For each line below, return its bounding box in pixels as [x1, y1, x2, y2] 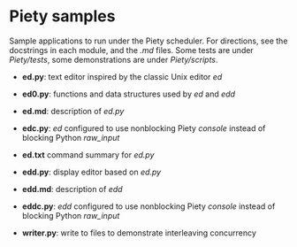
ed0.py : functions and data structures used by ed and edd [21, 89, 236, 99]
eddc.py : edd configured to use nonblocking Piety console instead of [21, 201, 276, 212]
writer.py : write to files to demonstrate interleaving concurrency [21, 228, 256, 238]
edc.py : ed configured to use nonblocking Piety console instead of [21, 122, 266, 134]
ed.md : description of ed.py [21, 105, 125, 116]
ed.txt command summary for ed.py [21, 149, 155, 160]
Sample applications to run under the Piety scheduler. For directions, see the [9, 35, 288, 46]
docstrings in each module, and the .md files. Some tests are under [9, 44, 254, 55]
